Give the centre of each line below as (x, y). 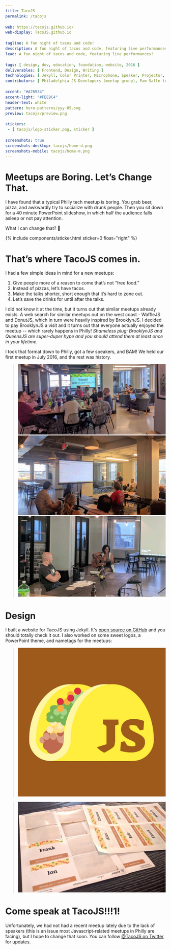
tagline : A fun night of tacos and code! (50, 43)
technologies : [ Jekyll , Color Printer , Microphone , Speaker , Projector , (85, 76)
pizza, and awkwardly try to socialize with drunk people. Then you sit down (84, 208)
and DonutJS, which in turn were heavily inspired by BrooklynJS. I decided (83, 320)
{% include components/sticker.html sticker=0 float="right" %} (71, 238)
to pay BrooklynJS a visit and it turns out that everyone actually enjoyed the (84, 325)
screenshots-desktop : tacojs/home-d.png (49, 146)
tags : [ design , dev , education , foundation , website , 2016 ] (73, 65)
